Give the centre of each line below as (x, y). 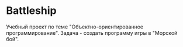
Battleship (31, 11)
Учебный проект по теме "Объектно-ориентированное (75, 27)
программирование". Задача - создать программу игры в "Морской (92, 32)
